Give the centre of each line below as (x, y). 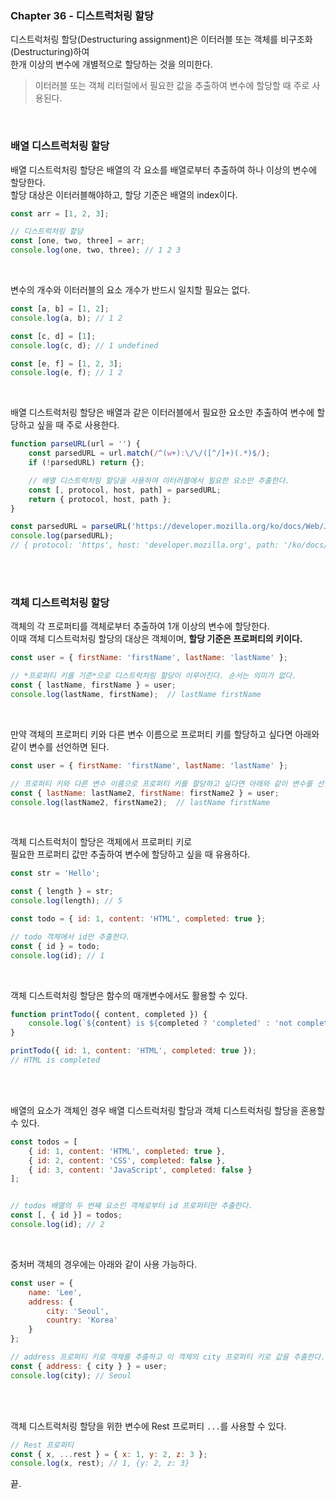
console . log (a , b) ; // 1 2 (66, 318)
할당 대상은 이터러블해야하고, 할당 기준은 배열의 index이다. (124, 194)
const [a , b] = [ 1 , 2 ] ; (60, 309)
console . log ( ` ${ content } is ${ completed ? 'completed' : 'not (160, 1023)
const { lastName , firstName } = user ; (93, 685)
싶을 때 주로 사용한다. (78, 425)
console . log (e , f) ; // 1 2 (66, 373)
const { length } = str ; (62, 892)
